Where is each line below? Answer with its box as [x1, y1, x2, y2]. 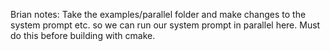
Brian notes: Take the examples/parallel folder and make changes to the [10, 9, 307, 20]
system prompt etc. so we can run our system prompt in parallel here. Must [10, 19, 321, 31]
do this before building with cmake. [10, 30, 156, 41]
